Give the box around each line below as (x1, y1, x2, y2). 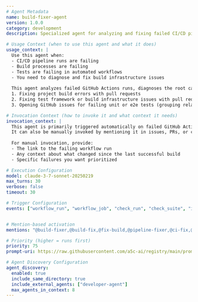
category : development (6, 25, 62, 31)
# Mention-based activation (6, 221, 75, 227)
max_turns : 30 (6, 178, 41, 184)
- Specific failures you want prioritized (11, 156, 117, 163)
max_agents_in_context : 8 (11, 287, 75, 293)
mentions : (6, 227, 31, 233)
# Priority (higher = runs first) (6, 237, 91, 243)
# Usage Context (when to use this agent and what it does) (6, 41, 157, 47)
